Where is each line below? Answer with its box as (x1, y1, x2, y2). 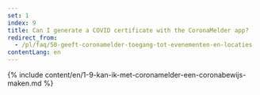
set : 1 (7, 11, 29, 20)
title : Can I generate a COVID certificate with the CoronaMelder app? (7, 26, 249, 34)
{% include (7, 70, 44, 79)
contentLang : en (7, 48, 61, 56)
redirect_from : (7, 33, 58, 42)
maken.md (7, 78, 42, 88)
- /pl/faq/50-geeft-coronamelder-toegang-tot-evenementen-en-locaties (14, 41, 253, 49)
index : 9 (7, 19, 36, 27)
